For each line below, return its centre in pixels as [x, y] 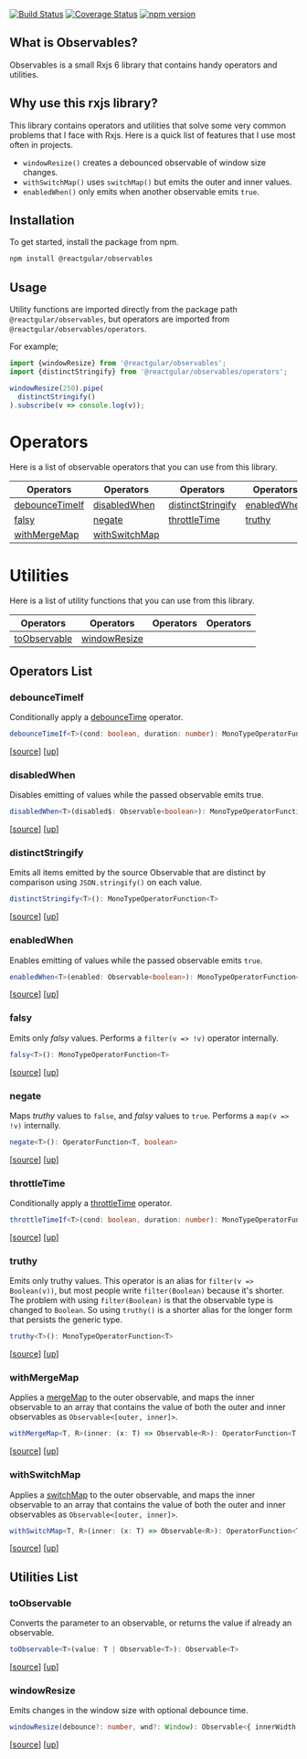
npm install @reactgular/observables [81, 259]
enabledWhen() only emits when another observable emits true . [141, 191]
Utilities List [44, 1577]
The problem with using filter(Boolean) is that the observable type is [142, 1300]
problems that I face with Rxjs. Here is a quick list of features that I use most [153, 135]
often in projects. [41, 144]
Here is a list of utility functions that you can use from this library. [132, 601]
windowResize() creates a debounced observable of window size [144, 162]
